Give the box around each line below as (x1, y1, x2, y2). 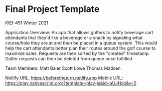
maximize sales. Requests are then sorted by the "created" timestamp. (5, 50, 150, 56)
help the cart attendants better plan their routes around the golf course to (5, 45, 156, 51)
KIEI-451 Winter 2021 (5, 20, 48, 26)
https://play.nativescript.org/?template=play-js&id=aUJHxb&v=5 (5, 80, 137, 86)
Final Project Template (5, 3, 100, 15)
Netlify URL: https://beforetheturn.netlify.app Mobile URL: (5, 75, 123, 81)
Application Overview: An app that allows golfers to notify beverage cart (5, 29, 154, 35)
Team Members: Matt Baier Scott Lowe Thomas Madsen (5, 65, 121, 71)
